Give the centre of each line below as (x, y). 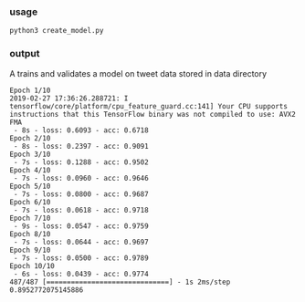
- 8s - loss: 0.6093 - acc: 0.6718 (81, 130)
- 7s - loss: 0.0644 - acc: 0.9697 (81, 242)
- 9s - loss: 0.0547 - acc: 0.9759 (81, 226)
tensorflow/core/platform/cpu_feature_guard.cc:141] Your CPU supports (148, 106)
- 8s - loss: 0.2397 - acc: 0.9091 (81, 146)
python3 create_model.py (57, 31)
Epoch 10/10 (32, 266)
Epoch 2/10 (30, 138)
